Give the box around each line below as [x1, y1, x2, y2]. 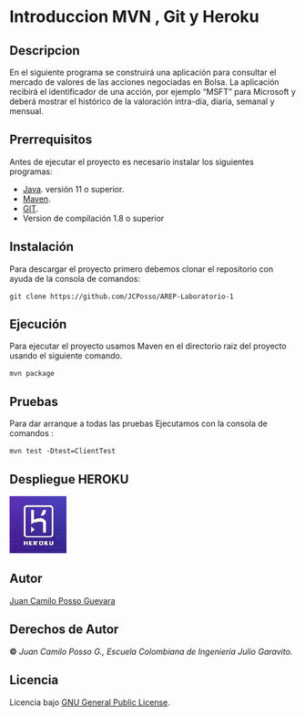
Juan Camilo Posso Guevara [9, 595, 116, 606]
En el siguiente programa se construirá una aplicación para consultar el [9, 67, 277, 78]
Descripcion [9, 43, 80, 58]
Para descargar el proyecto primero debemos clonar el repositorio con [9, 263, 274, 275]
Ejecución [9, 317, 67, 332]
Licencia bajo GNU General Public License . [9, 696, 170, 708]
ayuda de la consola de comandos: [9, 273, 141, 284]
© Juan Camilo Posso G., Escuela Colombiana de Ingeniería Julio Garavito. [9, 646, 293, 657]
